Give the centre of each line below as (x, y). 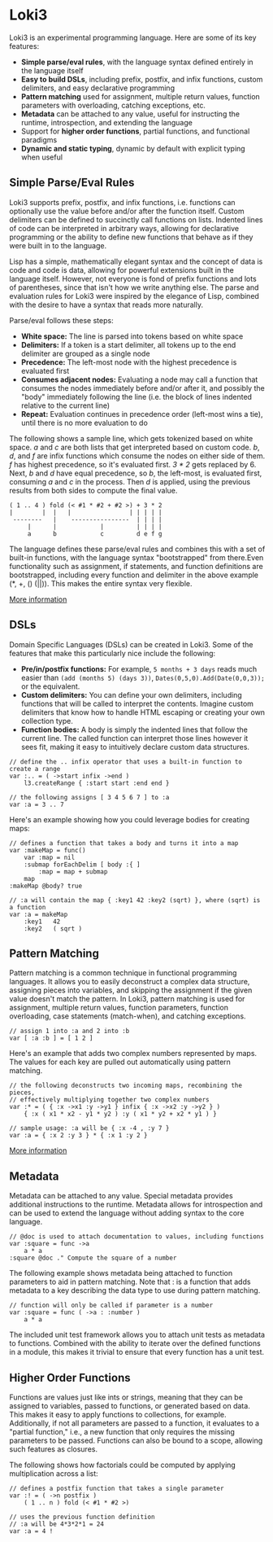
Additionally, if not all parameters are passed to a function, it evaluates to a (134, 1423)
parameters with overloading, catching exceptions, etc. (113, 105)
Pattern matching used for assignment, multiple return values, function (141, 96)
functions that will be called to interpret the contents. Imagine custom (137, 703)
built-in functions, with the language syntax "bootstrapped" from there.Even (136, 557)
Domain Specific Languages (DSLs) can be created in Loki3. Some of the (131, 644)
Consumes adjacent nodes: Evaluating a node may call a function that (139, 379)
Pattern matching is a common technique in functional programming (123, 973)
